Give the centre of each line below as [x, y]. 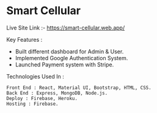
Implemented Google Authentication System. [71, 58]
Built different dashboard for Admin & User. [69, 51]
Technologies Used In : [35, 76]
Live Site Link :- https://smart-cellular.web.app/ [66, 28]
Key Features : [24, 39]
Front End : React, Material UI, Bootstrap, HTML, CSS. [79, 88]
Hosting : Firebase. [33, 104]
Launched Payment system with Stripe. [64, 64]
